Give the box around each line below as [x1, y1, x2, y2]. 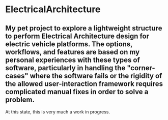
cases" [5, 71, 29, 80]
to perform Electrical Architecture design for [5, 32, 149, 40]
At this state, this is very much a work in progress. [5, 109, 110, 115]
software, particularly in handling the [5, 64, 126, 72]
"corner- [127, 64, 155, 72]
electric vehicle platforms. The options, [5, 40, 133, 48]
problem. [5, 95, 35, 104]
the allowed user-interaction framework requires [5, 79, 163, 88]
